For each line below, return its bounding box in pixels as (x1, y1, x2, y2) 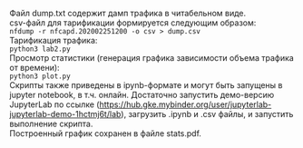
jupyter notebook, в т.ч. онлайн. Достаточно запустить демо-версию (9, 90, 275, 100)
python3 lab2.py (9, 44, 71, 54)
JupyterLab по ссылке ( (9, 99, 100, 110)
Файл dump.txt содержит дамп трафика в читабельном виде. (9, 8, 247, 18)
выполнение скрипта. (9, 118, 93, 129)
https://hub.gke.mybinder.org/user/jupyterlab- (99, 99, 272, 110)
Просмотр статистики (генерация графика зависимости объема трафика (9, 53, 295, 63)
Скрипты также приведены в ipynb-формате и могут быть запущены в (9, 80, 283, 90)
